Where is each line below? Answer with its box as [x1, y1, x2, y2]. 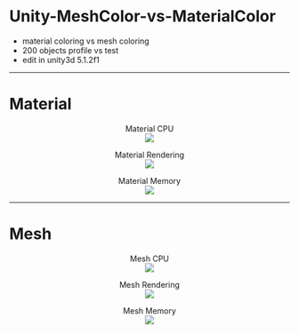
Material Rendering [114, 149, 185, 160]
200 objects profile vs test [21, 44, 119, 55]
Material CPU [125, 123, 174, 134]
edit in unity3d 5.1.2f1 [21, 54, 100, 65]
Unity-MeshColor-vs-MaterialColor [9, 6, 276, 27]
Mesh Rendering [118, 279, 181, 290]
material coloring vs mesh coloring [21, 36, 149, 46]
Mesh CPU [130, 253, 169, 264]
